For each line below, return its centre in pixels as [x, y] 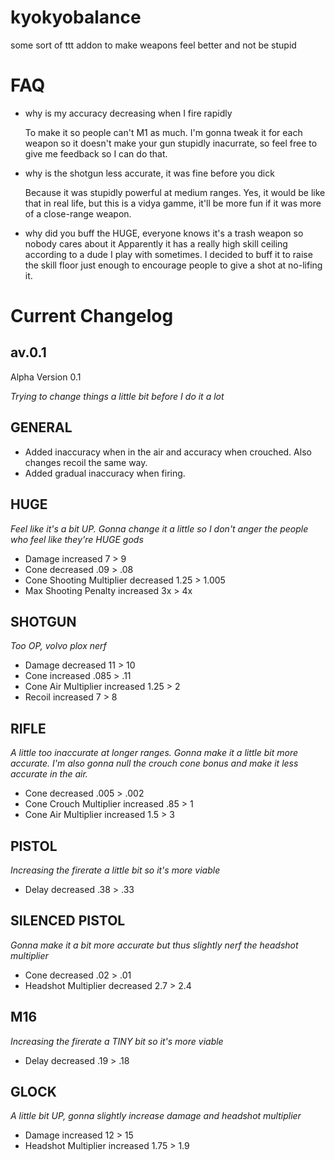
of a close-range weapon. [78, 213]
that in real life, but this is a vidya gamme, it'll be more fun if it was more [173, 203]
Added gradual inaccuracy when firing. [105, 473]
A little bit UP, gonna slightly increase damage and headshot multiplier [156, 1116]
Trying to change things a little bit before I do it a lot [117, 396]
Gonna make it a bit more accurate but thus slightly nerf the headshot [154, 945]
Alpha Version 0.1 [46, 377]
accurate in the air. [49, 774]
